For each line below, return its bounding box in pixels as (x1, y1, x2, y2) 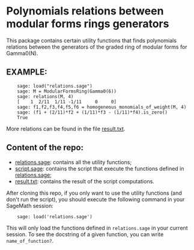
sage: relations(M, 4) (17, 93, 74, 100)
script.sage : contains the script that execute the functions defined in (14, 165, 184, 172)
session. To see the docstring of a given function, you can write (6, 230, 164, 238)
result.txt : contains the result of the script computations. (14, 177, 154, 184)
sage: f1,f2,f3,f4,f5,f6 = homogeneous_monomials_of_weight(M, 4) (17, 104, 187, 110)
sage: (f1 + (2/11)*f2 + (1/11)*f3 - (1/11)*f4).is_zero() (17, 109, 168, 115)
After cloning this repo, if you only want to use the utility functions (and (6, 189, 182, 197)
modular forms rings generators (6, 17, 169, 31)
